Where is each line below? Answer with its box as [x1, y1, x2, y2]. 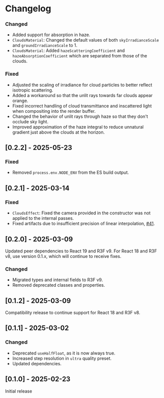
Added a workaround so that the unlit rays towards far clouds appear [12, 92, 153, 98]
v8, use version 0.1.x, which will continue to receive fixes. [5, 253, 122, 259]
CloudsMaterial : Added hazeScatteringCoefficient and [12, 48, 125, 53]
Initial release [5, 388, 32, 394]
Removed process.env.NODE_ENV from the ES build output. [12, 169, 129, 176]
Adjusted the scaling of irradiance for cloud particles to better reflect [12, 82, 153, 88]
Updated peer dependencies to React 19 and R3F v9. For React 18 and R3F [5, 248, 157, 254]
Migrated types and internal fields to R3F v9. [12, 277, 103, 283]
